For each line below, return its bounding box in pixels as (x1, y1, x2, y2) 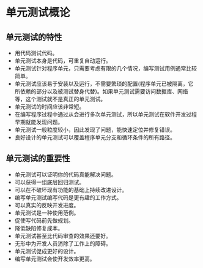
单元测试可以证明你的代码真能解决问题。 (14, 170, 117, 178)
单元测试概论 (6, 6, 71, 20)
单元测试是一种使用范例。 (14, 209, 79, 216)
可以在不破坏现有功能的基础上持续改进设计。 (14, 186, 128, 193)
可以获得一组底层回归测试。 (14, 178, 85, 186)
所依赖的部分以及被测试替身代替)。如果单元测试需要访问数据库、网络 (14, 88, 188, 95)
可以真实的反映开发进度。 (14, 201, 79, 209)
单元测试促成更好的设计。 (14, 247, 79, 255)
